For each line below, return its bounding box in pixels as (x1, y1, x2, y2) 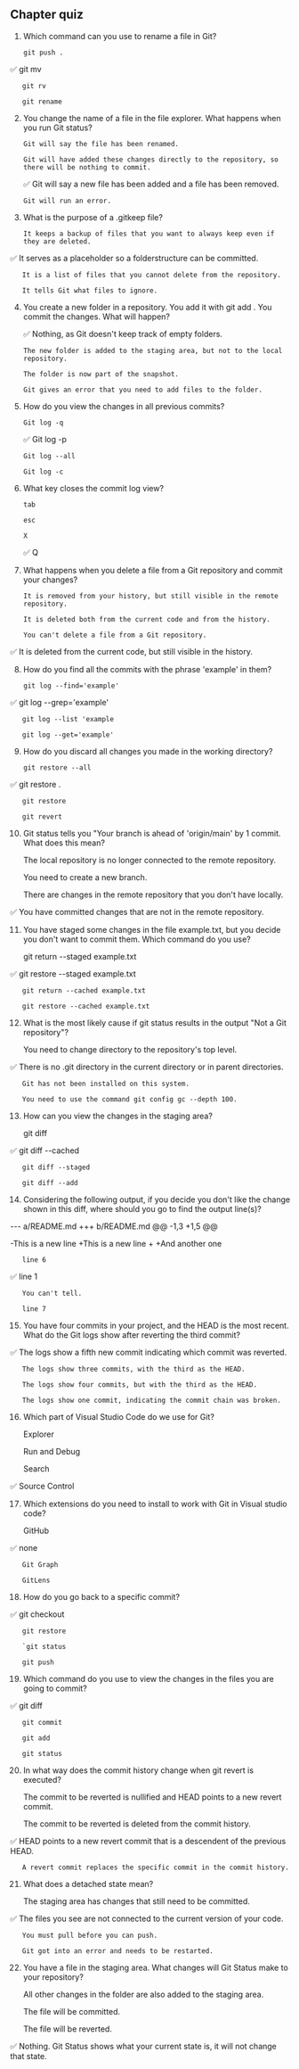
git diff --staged (21, 1163, 91, 1172)
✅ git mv (10, 63, 43, 74)
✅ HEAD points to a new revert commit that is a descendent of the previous (10, 1835, 287, 1846)
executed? (22, 1774, 61, 1785)
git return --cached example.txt (21, 985, 146, 995)
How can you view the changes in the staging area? (22, 1110, 213, 1121)
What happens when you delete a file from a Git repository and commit (22, 565, 283, 575)
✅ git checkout (10, 1609, 65, 1620)
